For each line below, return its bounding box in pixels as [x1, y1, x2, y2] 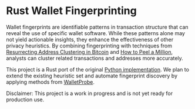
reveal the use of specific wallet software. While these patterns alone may [6, 29, 185, 36]
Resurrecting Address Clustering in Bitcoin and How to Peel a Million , [6, 48, 173, 55]
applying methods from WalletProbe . [6, 78, 95, 86]
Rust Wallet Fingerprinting [6, 4, 137, 18]
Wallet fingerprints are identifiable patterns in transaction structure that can [6, 23, 189, 30]
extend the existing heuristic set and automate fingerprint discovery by [6, 72, 178, 79]
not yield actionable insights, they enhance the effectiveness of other [6, 36, 174, 43]
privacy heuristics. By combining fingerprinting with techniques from [6, 42, 172, 49]
